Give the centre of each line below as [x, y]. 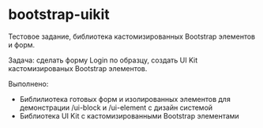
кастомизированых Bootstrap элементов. [78, 68]
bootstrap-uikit [59, 15]
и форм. [22, 44]
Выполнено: [28, 84]
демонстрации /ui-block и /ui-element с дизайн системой [116, 107]
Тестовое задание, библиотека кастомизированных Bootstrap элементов [132, 36]
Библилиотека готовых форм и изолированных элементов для [125, 99]
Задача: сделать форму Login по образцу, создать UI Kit [103, 60]
